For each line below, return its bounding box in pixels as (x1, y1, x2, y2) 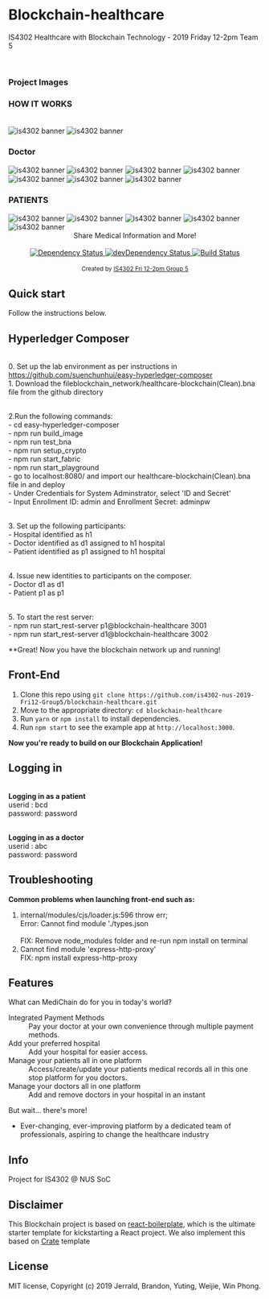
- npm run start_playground (8, 463, 100, 473)
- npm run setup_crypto (8, 445, 87, 456)
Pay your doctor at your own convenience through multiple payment (28, 1021, 255, 1032)
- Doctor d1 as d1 (8, 580, 64, 590)
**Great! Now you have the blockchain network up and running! (8, 645, 221, 655)
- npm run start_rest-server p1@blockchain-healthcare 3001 (8, 621, 207, 631)
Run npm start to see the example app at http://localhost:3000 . (19, 722, 235, 732)
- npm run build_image (8, 428, 84, 438)
